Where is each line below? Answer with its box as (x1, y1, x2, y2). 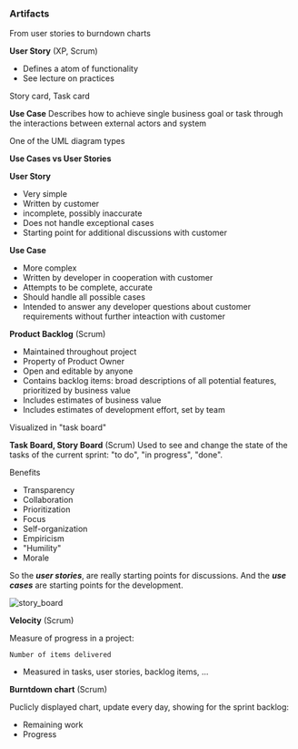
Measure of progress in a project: (9, 632, 134, 644)
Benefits (9, 467, 41, 478)
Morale (22, 552, 50, 563)
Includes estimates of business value (22, 395, 162, 405)
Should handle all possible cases (22, 292, 145, 303)
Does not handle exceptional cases (22, 218, 154, 229)
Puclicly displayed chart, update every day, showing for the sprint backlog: (9, 702, 289, 713)
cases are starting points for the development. (9, 580, 184, 590)
